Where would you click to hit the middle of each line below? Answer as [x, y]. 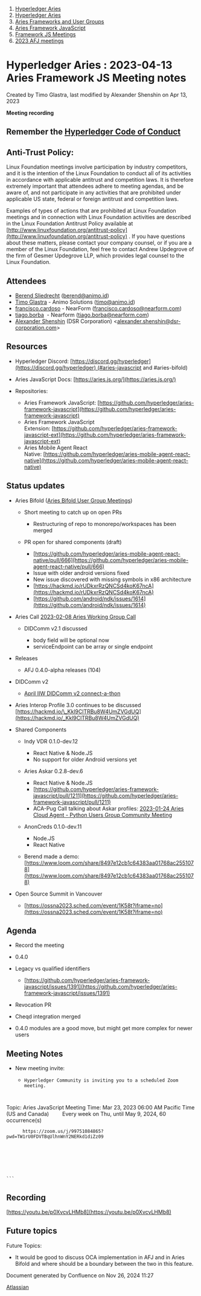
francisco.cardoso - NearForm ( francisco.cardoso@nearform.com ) [98, 308]
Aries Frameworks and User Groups [59, 21]
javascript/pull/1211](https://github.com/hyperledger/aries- [106, 795]
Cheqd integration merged [48, 1016]
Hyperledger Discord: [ [43, 361]
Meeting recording [30, 113]
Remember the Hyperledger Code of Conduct [94, 132]
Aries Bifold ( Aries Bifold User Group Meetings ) [74, 500]
